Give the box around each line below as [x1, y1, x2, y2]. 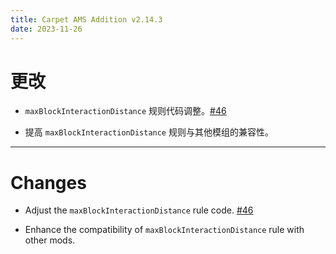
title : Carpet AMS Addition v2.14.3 [10, 14, 163, 25]
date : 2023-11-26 [10, 24, 83, 34]
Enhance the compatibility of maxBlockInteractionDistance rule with [24, 224, 305, 236]
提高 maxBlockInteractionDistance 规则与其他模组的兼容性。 [24, 126, 274, 138]
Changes [10, 171, 87, 194]
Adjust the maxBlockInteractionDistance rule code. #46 [24, 204, 254, 216]
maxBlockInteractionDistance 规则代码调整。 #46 [24, 105, 227, 117]
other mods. [24, 234, 76, 246]
